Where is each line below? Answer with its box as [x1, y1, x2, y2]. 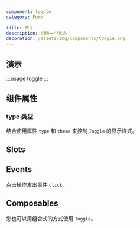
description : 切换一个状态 [6, 30, 67, 36]
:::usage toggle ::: [6, 75, 48, 82]
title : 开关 [6, 25, 34, 31]
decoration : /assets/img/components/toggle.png [6, 36, 126, 42]
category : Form [6, 14, 44, 20]
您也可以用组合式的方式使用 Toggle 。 [6, 214, 96, 222]
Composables [6, 199, 58, 209]
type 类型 [6, 113, 34, 121]
